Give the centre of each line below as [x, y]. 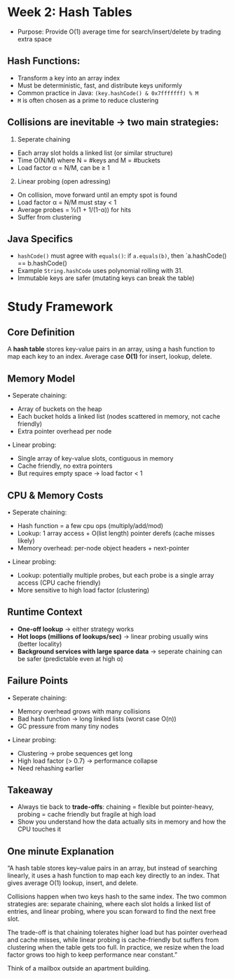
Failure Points [38, 681]
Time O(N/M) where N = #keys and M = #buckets [89, 160]
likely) [26, 541]
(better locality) [40, 644]
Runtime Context [45, 612]
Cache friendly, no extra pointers [65, 466]
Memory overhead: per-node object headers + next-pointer [103, 548]
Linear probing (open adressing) [64, 181]
